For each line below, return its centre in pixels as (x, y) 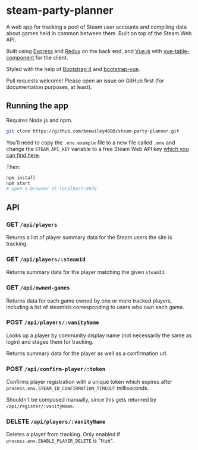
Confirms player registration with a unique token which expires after (89, 382)
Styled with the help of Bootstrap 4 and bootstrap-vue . (73, 69)
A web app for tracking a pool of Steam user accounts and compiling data (97, 27)
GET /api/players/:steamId (46, 259)
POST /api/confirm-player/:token (56, 369)
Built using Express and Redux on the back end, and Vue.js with (84, 51)
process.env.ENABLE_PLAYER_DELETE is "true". (60, 441)
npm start (18, 183)
